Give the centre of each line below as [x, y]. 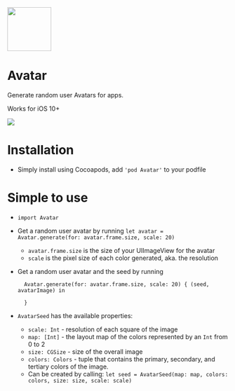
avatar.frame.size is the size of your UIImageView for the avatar [121, 250]
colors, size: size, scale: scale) [80, 380]
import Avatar [38, 218]
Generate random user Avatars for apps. [66, 95]
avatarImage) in [41, 290]
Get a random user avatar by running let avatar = [90, 231]
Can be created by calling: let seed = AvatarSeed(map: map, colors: [128, 373]
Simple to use [48, 198]
